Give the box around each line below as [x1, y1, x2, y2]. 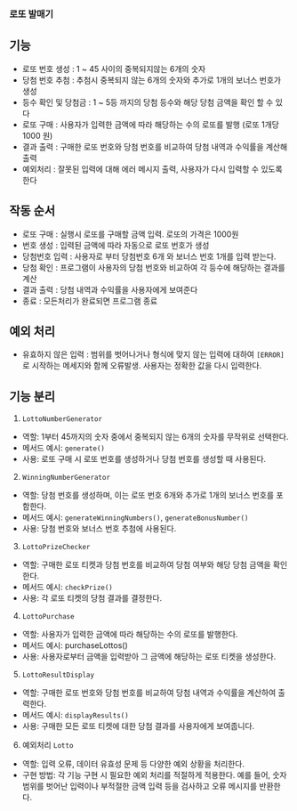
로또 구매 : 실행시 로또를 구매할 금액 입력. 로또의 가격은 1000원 [21, 229, 239, 239]
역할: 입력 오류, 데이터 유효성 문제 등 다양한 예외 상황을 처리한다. [21, 758, 245, 769]
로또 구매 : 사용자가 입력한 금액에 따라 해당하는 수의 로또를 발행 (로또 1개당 [21, 118, 280, 130]
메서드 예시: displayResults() [21, 710, 129, 720]
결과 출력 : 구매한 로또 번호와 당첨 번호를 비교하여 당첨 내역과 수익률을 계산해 [21, 141, 288, 152]
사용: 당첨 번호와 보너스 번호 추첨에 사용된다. [21, 523, 177, 534]
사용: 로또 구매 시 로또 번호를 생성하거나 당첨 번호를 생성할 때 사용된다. [21, 454, 267, 465]
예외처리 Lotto [21, 740, 74, 750]
